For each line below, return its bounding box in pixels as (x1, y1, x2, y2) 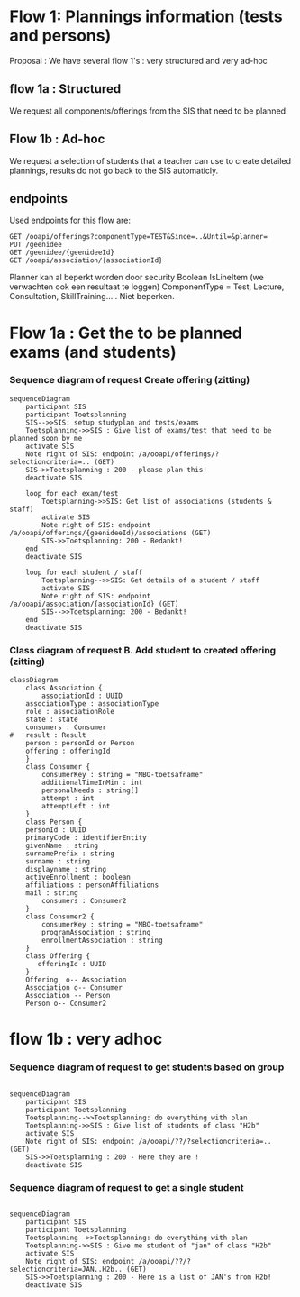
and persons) (9, 25, 112, 46)
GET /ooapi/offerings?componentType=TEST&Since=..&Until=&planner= (9, 233, 268, 242)
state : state (25, 715, 78, 725)
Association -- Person (25, 991, 111, 1000)
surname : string (25, 857, 91, 866)
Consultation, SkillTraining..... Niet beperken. (9, 291, 175, 302)
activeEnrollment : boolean (25, 872, 131, 882)
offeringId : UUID (37, 960, 106, 969)
